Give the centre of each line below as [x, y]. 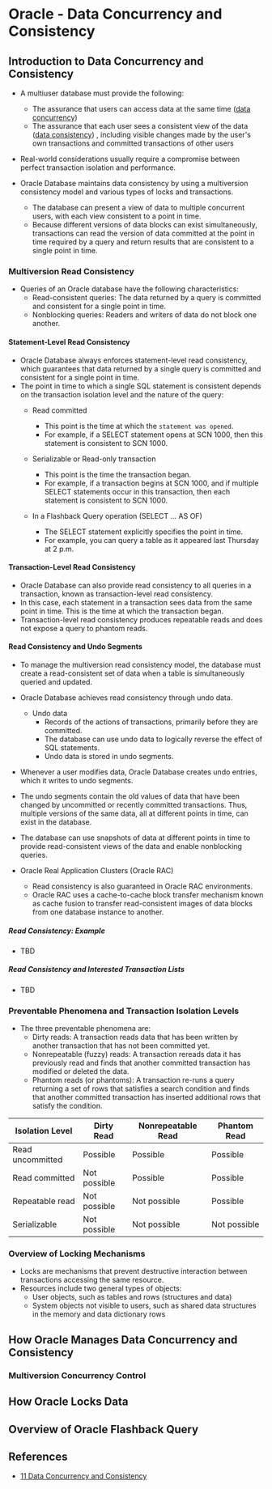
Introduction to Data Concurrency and [106, 61]
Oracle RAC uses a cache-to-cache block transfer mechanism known [148, 894]
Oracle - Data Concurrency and [115, 14]
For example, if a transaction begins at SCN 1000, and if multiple [151, 483]
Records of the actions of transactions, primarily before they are [151, 722]
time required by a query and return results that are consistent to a [143, 242]
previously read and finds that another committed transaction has [141, 1063]
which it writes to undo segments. [76, 780]
